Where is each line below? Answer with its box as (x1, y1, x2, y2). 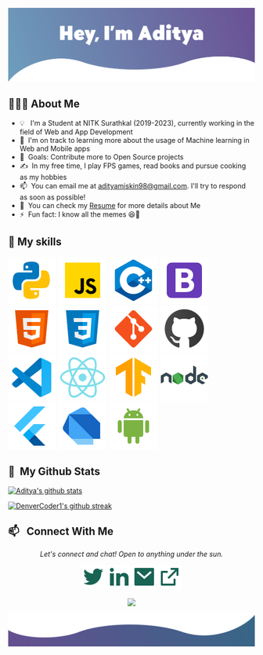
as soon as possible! (19, 192, 86, 202)
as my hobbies (19, 172, 67, 181)
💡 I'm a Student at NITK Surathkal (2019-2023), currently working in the (19, 118, 255, 127)
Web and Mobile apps (19, 144, 91, 153)
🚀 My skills (8, 236, 62, 249)
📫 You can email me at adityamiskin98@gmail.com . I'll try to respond (19, 181, 247, 190)
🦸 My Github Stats (8, 465, 100, 478)
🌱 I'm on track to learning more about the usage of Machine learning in (19, 135, 250, 145)
